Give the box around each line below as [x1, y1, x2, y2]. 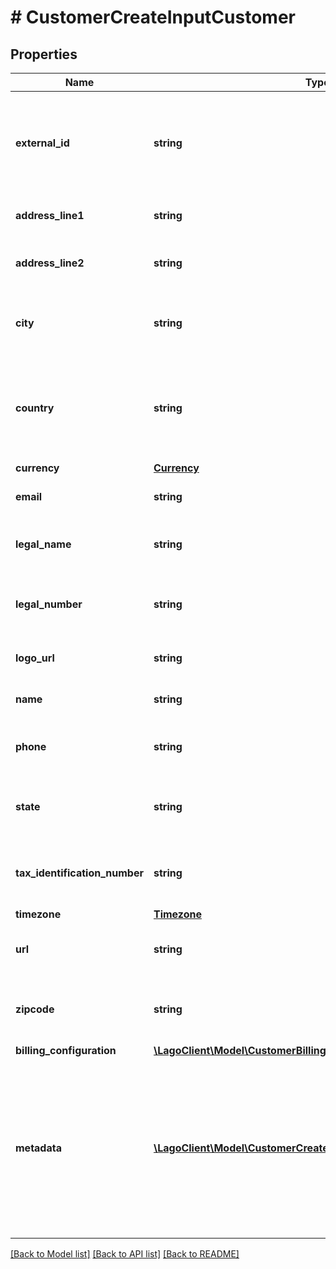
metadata [15, 1141, 62, 1155]
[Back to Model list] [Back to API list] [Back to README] [10, 1248, 240, 1260]
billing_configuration [15, 1044, 117, 1057]
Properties [10, 46, 78, 63]
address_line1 [15, 209, 85, 222]
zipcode [15, 1002, 55, 1016]
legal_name [15, 537, 72, 551]
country [15, 401, 55, 415]
